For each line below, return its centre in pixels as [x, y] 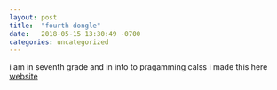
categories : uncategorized [59, 42]
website [24, 77]
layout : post [33, 17]
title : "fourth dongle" [55, 26]
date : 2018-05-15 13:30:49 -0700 [75, 34]
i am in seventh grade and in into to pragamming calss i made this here [138, 67]
